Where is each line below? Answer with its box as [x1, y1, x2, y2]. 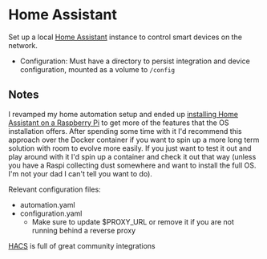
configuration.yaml [19, 208, 83, 218]
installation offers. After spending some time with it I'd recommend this [8, 126, 242, 136]
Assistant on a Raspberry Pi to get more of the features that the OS [8, 118, 229, 127]
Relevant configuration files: [8, 184, 102, 194]
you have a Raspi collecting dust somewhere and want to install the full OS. [8, 160, 257, 170]
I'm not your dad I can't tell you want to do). [8, 168, 152, 178]
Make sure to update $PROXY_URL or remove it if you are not [31, 217, 235, 226]
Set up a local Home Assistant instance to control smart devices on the [8, 32, 243, 42]
